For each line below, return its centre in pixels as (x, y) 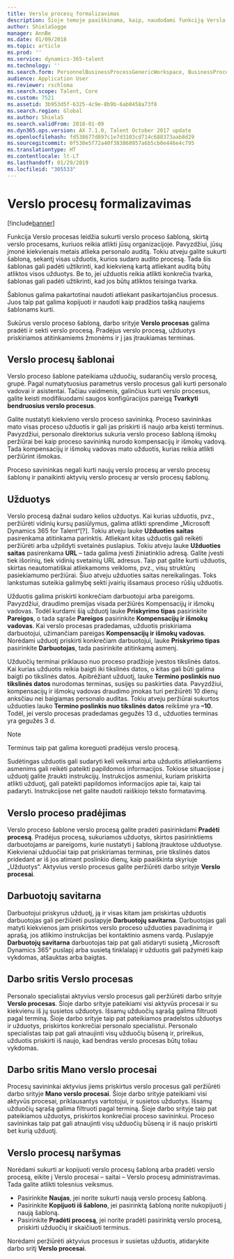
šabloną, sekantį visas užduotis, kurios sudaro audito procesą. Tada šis (109, 259)
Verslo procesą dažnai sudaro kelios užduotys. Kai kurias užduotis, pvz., (111, 516)
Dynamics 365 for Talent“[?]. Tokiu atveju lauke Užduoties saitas (101, 531)
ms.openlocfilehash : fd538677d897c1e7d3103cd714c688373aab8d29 (101, 137)
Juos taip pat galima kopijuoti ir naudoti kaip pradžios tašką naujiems (106, 302)
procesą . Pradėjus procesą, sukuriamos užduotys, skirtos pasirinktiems (110, 837)
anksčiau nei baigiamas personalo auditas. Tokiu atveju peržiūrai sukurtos (113, 699)
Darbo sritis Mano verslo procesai (82, 1070)
